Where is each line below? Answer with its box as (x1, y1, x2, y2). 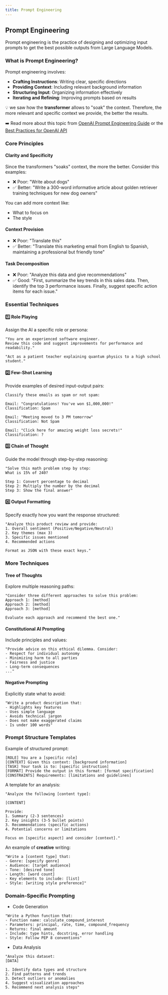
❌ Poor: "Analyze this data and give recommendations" (12, 272, 127, 278)
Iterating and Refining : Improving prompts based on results (12, 94, 137, 101)
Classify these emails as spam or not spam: (5, 392, 100, 397)
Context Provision (5, 226, 44, 232)
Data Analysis (12, 944, 41, 950)
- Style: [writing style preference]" (5, 880, 87, 886)
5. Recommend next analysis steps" (5, 985, 80, 990)
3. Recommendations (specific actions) (5, 822, 89, 827)
